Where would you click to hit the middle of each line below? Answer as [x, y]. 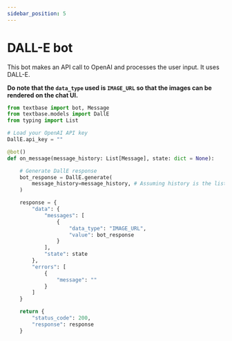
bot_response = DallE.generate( [66, 177]
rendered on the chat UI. [42, 95]
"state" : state [66, 254]
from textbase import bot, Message [58, 108]
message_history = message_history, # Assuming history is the [122, 184]
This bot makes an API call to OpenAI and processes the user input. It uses [113, 67]
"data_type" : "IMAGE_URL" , [108, 228]
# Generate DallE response [58, 171]
